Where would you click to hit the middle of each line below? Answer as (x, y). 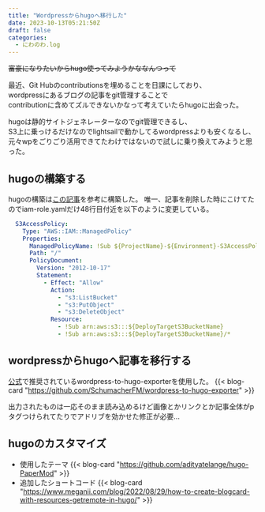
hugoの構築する (47, 179)
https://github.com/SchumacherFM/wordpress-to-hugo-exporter (133, 390)
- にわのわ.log (38, 45)
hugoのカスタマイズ (57, 444)
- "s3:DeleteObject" (91, 312)
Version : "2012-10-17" (74, 268)
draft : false (30, 30)
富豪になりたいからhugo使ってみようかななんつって (92, 69)
